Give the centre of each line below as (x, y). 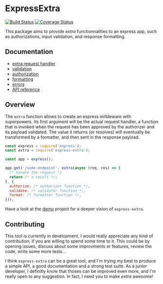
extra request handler (34, 63)
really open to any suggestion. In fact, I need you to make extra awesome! (79, 276)
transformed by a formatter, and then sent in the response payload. (72, 137)
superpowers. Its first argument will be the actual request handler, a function (82, 122)
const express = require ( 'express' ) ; (43, 146)
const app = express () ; (29, 159)
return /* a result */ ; (33, 177)
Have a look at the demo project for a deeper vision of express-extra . (75, 209)
